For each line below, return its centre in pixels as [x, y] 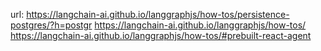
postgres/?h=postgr [51, 25]
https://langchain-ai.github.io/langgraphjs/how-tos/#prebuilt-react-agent [161, 35]
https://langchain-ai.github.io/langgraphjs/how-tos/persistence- [158, 14]
